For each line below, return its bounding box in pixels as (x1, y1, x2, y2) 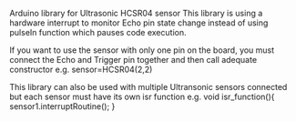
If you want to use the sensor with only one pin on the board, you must (9, 45, 275, 55)
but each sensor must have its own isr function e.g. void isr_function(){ (9, 91, 275, 102)
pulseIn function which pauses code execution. (9, 27, 187, 37)
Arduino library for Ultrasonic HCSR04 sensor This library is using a (9, 8, 263, 18)
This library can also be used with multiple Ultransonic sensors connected (9, 82, 288, 92)
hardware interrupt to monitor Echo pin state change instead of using (9, 17, 269, 28)
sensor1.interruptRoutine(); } (9, 101, 116, 112)
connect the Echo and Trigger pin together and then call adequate (9, 55, 258, 65)
